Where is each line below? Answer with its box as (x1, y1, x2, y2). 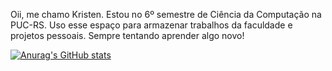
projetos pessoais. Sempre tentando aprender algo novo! (10, 30, 245, 41)
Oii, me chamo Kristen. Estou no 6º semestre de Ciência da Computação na (10, 9, 322, 20)
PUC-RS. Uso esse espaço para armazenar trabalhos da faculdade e (10, 19, 293, 31)
